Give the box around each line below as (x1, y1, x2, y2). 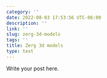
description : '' (6, 20, 47, 26)
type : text (6, 48, 34, 54)
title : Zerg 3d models (6, 43, 63, 49)
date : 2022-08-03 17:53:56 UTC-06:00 (6, 15, 102, 21)
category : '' (6, 8, 39, 15)
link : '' (6, 25, 28, 32)
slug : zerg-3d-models (6, 31, 61, 37)
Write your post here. (6, 65, 59, 72)
